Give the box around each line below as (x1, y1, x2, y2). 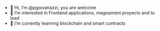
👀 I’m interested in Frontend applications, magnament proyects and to (10, 10, 155, 16)
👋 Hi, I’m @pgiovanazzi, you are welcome (10, 5, 96, 10)
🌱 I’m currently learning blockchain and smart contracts (10, 20, 126, 26)
